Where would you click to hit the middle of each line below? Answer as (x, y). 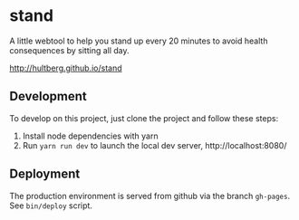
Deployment (45, 174)
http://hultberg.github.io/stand (66, 68)
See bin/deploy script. (51, 206)
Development (48, 96)
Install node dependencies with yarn (90, 136)
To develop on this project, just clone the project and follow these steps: (144, 118)
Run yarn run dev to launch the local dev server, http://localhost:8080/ (154, 145)
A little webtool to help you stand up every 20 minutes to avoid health (139, 41)
